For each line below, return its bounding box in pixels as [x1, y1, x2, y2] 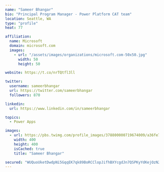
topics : [5, 115, 21, 120]
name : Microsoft [9, 39, 42, 44]
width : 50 [18, 57, 38, 62]
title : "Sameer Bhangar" [14, 151, 64, 156]
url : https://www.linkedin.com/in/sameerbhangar [9, 106, 110, 111]
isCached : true [14, 146, 45, 151]
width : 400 [14, 137, 36, 142]
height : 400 [14, 142, 38, 147]
